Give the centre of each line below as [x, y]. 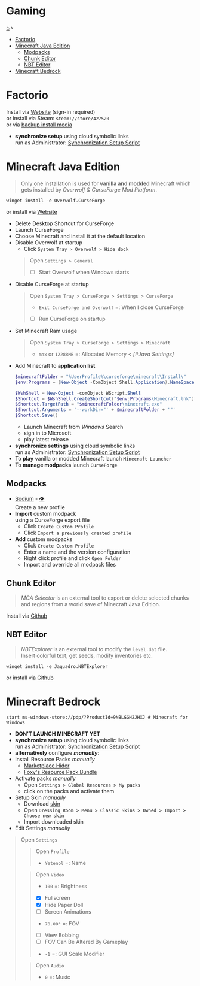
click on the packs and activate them [69, 791]
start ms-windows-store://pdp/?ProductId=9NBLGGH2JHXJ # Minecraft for [97, 718]
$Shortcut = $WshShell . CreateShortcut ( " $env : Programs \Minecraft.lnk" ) [104, 399]
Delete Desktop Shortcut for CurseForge [64, 223]
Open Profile [53, 851]
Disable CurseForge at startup [52, 284]
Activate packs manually [45, 778]
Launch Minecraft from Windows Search [73, 427]
